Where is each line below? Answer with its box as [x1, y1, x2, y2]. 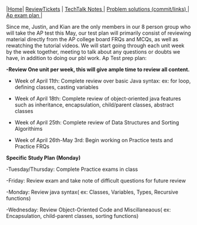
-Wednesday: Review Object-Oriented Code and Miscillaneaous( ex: [6, 206, 171, 213]
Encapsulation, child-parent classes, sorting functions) [6, 213, 139, 219]
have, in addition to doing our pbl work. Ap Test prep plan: [6, 55, 147, 61]
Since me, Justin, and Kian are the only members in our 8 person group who [6, 24, 191, 30]
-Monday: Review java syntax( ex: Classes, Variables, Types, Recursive [6, 188, 178, 196]
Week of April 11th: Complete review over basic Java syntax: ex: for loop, [14, 77, 191, 84]
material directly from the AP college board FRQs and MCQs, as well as [6, 36, 178, 42]
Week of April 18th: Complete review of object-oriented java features [14, 95, 181, 102]
